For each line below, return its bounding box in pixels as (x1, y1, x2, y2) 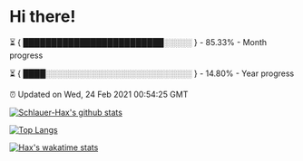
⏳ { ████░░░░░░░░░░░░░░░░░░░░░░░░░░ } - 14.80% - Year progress (9, 68, 295, 79)
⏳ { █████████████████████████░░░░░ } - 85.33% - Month (9, 36, 268, 47)
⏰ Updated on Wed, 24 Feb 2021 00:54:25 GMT (9, 89, 189, 99)
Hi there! (9, 6, 76, 27)
